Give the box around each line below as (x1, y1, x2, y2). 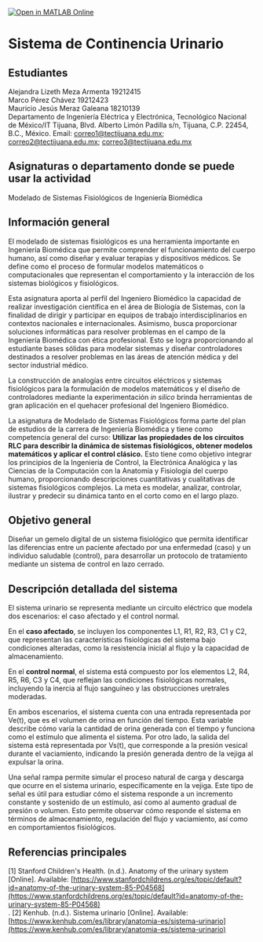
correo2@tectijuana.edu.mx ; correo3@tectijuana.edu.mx (8, 137, 192, 146)
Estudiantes (8, 66, 68, 79)
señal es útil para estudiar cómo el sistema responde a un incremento (8, 790, 233, 799)
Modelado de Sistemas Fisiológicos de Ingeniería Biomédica (8, 192, 203, 202)
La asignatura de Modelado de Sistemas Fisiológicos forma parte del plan (8, 416, 246, 425)
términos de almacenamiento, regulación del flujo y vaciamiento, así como (8, 814, 249, 824)
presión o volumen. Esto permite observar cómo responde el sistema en (8, 806, 241, 816)
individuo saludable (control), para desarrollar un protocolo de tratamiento (8, 551, 248, 561)
